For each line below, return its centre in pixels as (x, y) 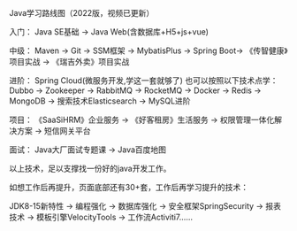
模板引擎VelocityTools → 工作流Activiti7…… (114, 217)
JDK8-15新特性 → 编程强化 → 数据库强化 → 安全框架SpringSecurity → (136, 206)
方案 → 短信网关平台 (53, 131)
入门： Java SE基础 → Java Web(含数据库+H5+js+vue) (109, 32)
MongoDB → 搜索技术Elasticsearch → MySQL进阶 (100, 101)
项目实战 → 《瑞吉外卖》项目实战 (69, 62)
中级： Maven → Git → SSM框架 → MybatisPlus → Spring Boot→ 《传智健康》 (148, 50)
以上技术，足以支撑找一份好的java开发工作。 (90, 168)
